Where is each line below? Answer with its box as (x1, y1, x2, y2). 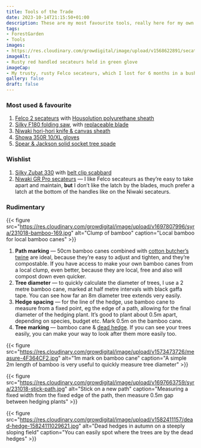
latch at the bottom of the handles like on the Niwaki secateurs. (14, 188, 171, 195)
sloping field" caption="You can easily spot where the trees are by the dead (6, 428, 193, 435)
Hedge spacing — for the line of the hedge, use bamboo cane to (14, 298, 175, 305)
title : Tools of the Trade (6, 8, 74, 15)
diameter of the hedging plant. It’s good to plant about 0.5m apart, (14, 311, 178, 318)
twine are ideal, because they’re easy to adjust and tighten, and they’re (14, 253, 190, 261)
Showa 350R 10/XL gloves (14, 134, 80, 141)
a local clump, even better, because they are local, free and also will (14, 266, 182, 273)
